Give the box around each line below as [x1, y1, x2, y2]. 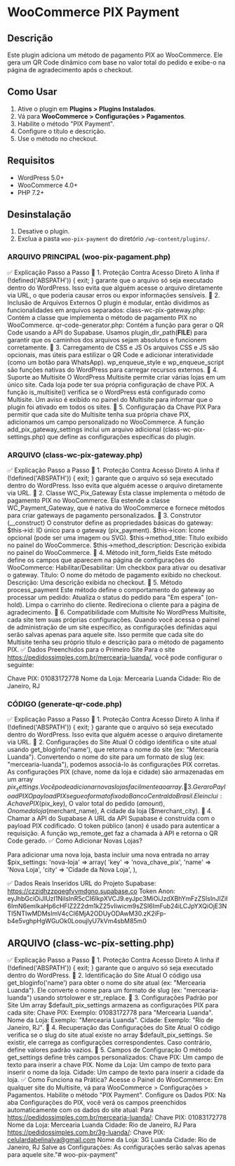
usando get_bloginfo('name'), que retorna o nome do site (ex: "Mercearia [7, 745, 219, 754]
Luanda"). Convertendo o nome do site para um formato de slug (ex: [7, 753, 206, 761]
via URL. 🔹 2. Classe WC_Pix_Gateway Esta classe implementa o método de [7, 489, 226, 497]
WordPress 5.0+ [17, 173, 65, 182]
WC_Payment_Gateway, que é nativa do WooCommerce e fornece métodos [7, 504, 225, 512]
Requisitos [7, 155, 55, 167]
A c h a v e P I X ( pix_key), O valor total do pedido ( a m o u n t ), [7, 799, 166, 808]
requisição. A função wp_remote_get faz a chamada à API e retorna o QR [7, 829, 219, 838]
